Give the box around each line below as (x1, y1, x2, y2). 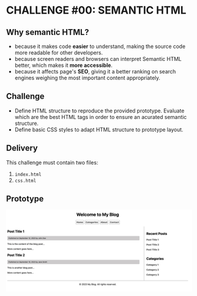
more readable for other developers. (14, 49, 103, 56)
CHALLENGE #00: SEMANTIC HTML (6, 4, 187, 17)
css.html (14, 178, 37, 184)
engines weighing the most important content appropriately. (14, 75, 160, 81)
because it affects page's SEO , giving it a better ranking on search (14, 68, 176, 75)
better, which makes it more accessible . (14, 62, 113, 69)
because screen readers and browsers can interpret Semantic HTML (14, 56, 182, 62)
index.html (14, 171, 42, 178)
